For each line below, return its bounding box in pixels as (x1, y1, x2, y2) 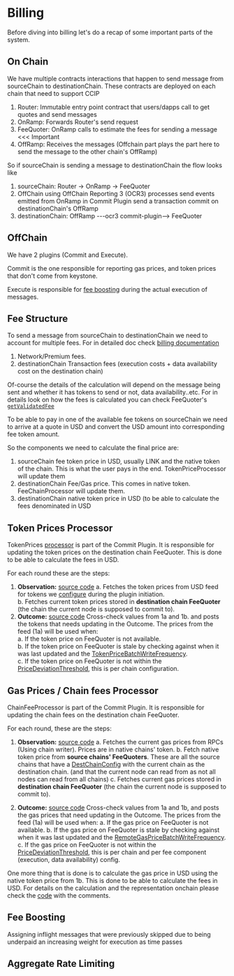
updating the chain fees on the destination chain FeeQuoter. (7, 711, 180, 719)
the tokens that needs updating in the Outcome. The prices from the (17, 620, 214, 628)
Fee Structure (7, 313, 68, 325)
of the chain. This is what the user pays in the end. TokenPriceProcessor (17, 465, 227, 473)
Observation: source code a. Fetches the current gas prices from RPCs (17, 738, 224, 746)
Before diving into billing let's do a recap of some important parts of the (7, 28, 213, 36)
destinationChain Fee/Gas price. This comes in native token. (17, 479, 191, 488)
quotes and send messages (17, 110, 98, 118)
